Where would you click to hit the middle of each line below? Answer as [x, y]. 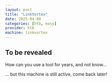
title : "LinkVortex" [27, 14]
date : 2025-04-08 [23, 19]
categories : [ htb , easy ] [31, 23]
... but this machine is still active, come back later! [56, 74]
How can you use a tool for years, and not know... [56, 64]
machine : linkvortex [27, 33]
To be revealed [29, 53]
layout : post [19, 10]
